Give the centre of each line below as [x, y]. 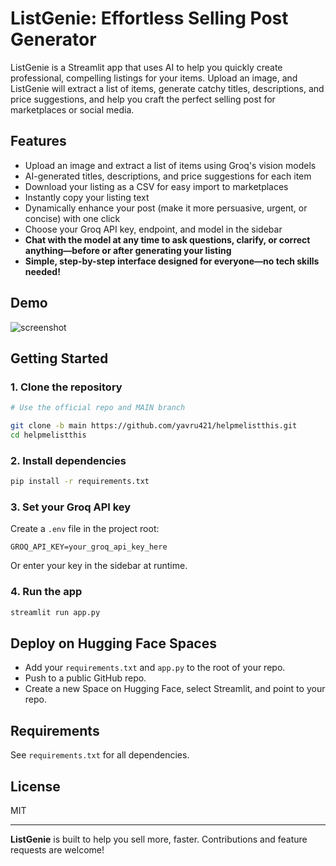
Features [38, 141]
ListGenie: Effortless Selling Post [149, 18]
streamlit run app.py [55, 612]
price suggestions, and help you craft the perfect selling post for [143, 99]
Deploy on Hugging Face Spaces [113, 643]
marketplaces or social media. [72, 109]
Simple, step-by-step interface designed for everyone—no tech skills [172, 261]
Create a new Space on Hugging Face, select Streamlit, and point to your [175, 689]
